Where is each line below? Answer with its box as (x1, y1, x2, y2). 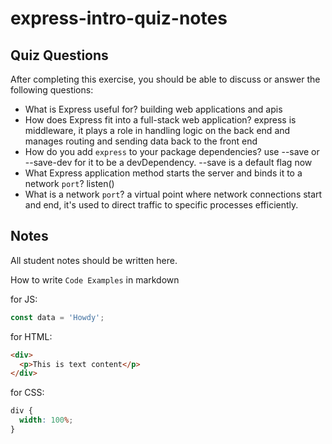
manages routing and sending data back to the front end (24, 135, 258, 147)
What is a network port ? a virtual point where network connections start (24, 188, 323, 200)
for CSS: (10, 387, 45, 399)
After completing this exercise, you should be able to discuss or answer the (10, 73, 321, 85)
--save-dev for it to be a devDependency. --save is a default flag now (24, 157, 313, 168)
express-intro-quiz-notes (10, 7, 228, 30)
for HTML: (10, 330, 53, 342)
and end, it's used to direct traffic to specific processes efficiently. (24, 199, 299, 211)
